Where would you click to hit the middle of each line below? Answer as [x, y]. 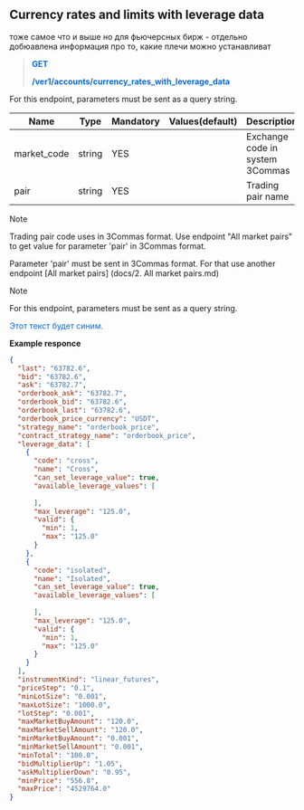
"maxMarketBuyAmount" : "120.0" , [79, 722]
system [261, 159]
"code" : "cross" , [66, 461]
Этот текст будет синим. [57, 326]
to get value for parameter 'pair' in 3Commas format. [108, 246]
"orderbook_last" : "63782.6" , [74, 411]
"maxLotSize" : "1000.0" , [64, 705]
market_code [42, 153]
